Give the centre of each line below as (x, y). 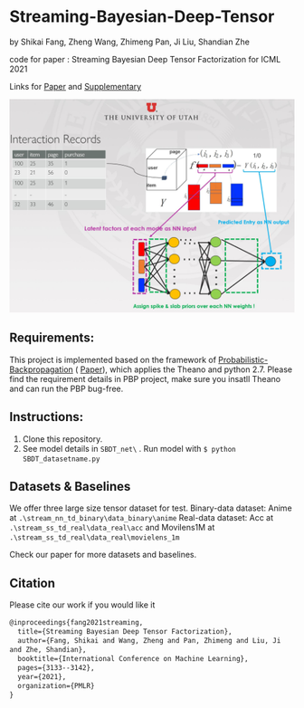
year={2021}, (42, 677)
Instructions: (47, 417)
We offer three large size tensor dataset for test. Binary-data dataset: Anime (151, 508)
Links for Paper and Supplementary (76, 86)
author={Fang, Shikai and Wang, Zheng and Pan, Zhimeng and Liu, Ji (149, 641)
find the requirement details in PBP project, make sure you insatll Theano (145, 378)
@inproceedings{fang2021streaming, (76, 623)
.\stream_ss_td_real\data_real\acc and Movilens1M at (112, 528)
